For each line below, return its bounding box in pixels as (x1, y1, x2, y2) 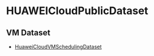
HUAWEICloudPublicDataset (6, 4, 149, 18)
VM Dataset (6, 28, 51, 38)
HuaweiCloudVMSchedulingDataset (14, 43, 102, 50)
